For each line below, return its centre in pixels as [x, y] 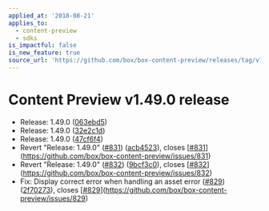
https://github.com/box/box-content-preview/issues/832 [116, 173]
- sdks [26, 38]
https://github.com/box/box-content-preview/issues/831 [116, 156]
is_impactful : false [43, 46]
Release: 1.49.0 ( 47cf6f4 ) [62, 139]
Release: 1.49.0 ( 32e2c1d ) [62, 130]
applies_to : [28, 23]
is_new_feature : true [44, 53]
